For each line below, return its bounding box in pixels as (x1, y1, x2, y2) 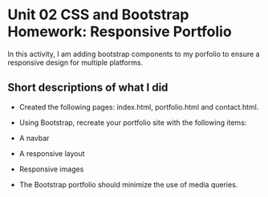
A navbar (18, 133, 50, 143)
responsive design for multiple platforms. (7, 58, 144, 67)
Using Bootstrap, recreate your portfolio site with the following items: (18, 118, 247, 127)
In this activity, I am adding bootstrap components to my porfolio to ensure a (7, 49, 260, 58)
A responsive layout (18, 148, 85, 158)
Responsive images (18, 164, 84, 174)
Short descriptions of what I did (7, 81, 169, 94)
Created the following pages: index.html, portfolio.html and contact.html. (18, 102, 259, 111)
